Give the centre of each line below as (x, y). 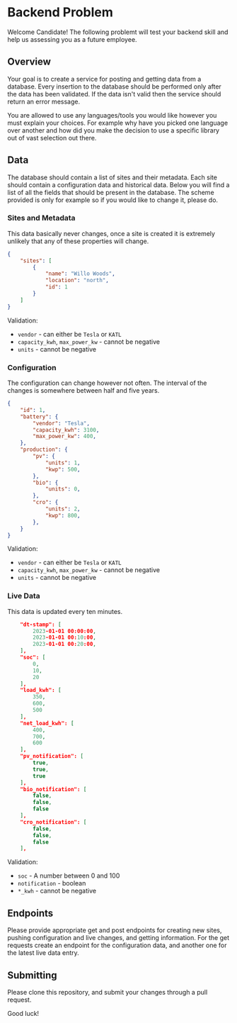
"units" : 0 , (63, 489)
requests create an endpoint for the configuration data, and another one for (117, 945)
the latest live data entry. (43, 953)
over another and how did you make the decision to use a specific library (114, 130)
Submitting (33, 975)
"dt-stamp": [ (41, 625)
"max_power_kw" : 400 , (65, 437)
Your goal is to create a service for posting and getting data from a (104, 79)
